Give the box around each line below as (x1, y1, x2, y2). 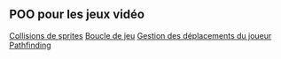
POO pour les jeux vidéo (9, 7, 144, 22)
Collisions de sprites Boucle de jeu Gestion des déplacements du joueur (9, 30, 272, 41)
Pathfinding (9, 40, 51, 50)
